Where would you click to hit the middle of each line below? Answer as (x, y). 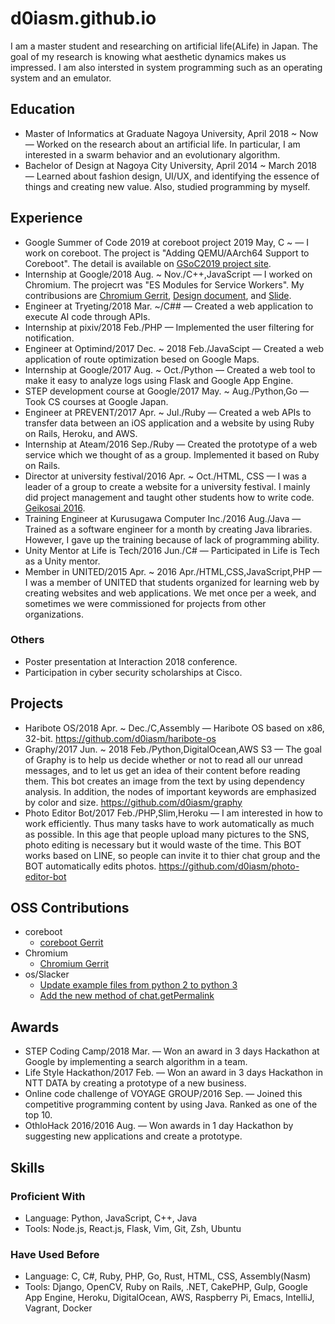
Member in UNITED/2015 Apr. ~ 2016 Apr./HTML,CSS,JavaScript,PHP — (173, 571)
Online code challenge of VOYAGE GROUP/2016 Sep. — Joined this (163, 1094)
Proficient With (48, 1196)
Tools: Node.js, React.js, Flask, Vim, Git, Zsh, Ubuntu (133, 1228)
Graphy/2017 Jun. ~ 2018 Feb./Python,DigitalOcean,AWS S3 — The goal (173, 749)
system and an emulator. (61, 78)
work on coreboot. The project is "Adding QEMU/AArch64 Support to (167, 253)
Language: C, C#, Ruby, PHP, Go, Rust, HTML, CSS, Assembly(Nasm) (168, 1276)
